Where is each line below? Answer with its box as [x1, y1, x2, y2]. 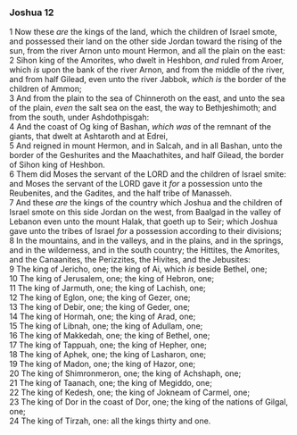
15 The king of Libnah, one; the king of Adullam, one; [9, 321, 203, 331]
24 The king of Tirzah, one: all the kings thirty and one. [9, 415, 211, 426]
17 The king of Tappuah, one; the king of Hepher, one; [9, 339, 208, 350]
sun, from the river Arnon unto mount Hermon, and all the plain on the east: [9, 46, 285, 56]
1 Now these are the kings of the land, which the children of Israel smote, [9, 27, 277, 38]
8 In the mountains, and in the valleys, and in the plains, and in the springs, [9, 235, 284, 247]
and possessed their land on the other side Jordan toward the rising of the [9, 36, 283, 46]
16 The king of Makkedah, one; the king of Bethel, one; [9, 330, 210, 341]
